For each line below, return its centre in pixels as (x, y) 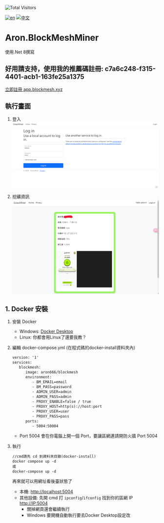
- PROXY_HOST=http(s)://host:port (67, 407)
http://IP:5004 (33, 503)
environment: (39, 377)
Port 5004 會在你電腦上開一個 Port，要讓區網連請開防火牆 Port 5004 (88, 436)
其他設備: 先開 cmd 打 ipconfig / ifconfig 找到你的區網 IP (76, 498)
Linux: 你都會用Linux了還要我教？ (53, 337)
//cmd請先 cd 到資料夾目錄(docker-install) (54, 457)
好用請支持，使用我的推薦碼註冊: (54, 69)
